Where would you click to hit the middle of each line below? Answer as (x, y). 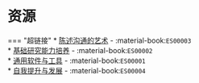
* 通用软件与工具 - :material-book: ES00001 (77, 60)
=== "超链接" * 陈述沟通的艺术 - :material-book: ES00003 (99, 40)
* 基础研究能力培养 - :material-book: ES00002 (80, 50)
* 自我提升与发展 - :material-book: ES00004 (77, 70)
